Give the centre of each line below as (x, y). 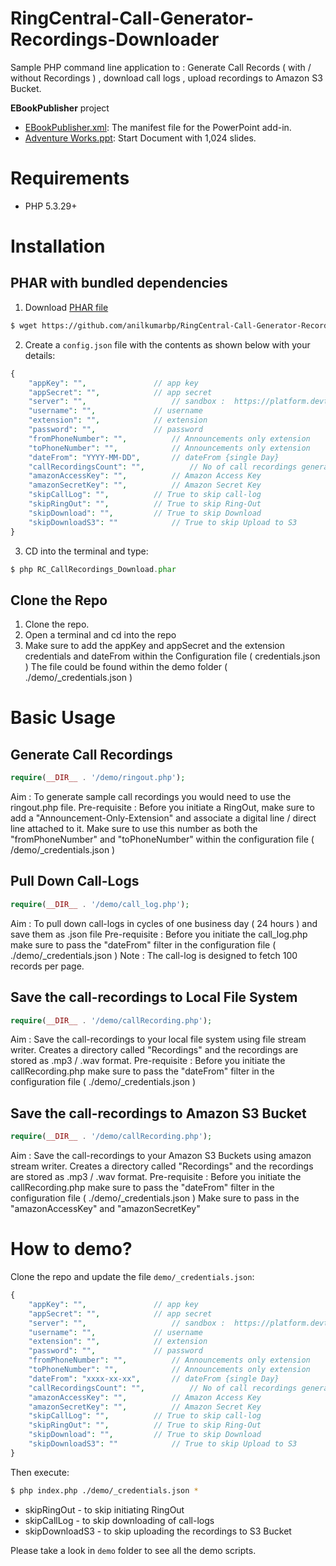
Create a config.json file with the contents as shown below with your (167, 344)
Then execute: (40, 1472)
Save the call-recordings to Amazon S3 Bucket (158, 1113)
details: (40, 355)
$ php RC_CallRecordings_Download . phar (93, 569)
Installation (58, 246)
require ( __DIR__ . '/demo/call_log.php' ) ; (100, 904)
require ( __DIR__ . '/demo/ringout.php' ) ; (98, 778)
